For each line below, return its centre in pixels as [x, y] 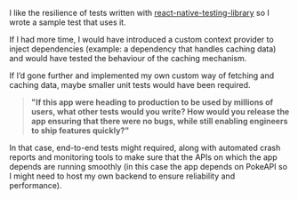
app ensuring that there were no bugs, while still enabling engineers [159, 121]
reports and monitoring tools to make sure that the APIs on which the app [143, 157]
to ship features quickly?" [80, 131]
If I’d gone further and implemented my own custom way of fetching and [142, 76]
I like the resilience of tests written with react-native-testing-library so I [139, 13]
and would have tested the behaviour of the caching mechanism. [128, 58]
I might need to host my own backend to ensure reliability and [122, 176]
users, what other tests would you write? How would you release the [160, 111]
